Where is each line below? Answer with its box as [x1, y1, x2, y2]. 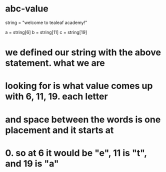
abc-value [5, 3, 48, 14]
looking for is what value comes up [5, 80, 153, 91]
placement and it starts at [5, 124, 114, 135]
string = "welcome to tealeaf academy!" [5, 19, 87, 25]
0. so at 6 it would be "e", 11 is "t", [5, 147, 147, 158]
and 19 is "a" [5, 158, 59, 169]
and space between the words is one [5, 113, 161, 125]
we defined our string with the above [5, 47, 161, 58]
